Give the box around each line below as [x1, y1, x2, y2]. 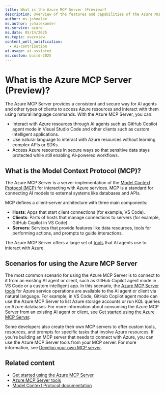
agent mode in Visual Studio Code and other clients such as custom [12, 126, 150, 132]
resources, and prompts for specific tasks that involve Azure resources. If [5, 328, 154, 335]
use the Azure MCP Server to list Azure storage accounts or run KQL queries [5, 298, 160, 304]
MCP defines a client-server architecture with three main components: [5, 200, 148, 206]
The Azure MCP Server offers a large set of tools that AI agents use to [5, 240, 147, 246]
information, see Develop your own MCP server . [5, 344, 102, 350]
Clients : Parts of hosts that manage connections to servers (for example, [12, 215, 160, 221]
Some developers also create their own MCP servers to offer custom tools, [5, 324, 156, 329]
